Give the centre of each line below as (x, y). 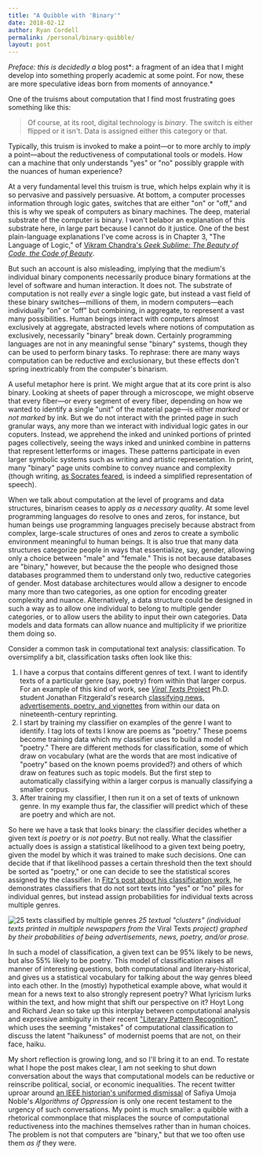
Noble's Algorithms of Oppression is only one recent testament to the (121, 1101)
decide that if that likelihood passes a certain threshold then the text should (130, 863)
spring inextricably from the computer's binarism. (88, 369)
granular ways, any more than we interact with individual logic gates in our (128, 426)
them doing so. (33, 633)
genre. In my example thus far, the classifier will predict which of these (134, 806)
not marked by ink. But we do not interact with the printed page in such (123, 418)
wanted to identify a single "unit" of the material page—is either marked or (129, 409)
